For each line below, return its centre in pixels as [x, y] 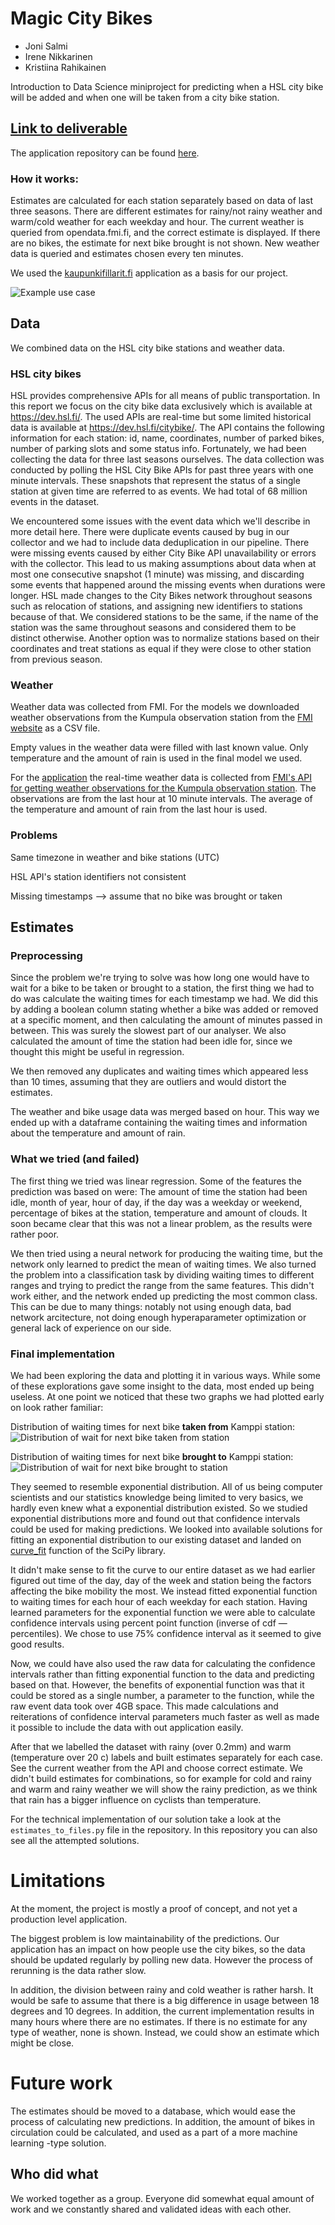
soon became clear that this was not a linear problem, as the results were [161, 1223]
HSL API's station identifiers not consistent [98, 876]
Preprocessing [46, 956]
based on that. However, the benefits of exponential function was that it [157, 1685]
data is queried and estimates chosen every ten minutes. [127, 254]
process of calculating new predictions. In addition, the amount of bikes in [162, 2121]
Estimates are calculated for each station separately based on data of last [162, 201]
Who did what [54, 2174]
